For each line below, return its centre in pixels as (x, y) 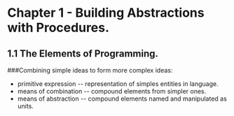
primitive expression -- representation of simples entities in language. (118, 84)
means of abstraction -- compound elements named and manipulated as (122, 99)
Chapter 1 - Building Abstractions (106, 13)
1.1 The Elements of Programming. (83, 53)
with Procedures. (58, 28)
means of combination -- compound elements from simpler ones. (112, 91)
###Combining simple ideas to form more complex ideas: (90, 70)
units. (25, 106)
